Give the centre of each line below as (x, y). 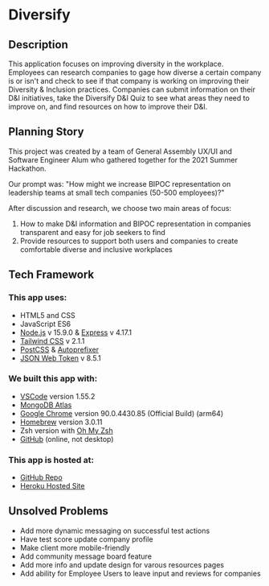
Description (38, 45)
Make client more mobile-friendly (75, 547)
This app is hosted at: (51, 460)
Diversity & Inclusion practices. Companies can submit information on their (132, 89)
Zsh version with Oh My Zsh (67, 430)
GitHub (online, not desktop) (67, 439)
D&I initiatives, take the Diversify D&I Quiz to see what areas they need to (129, 98)
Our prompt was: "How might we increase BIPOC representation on (120, 184)
